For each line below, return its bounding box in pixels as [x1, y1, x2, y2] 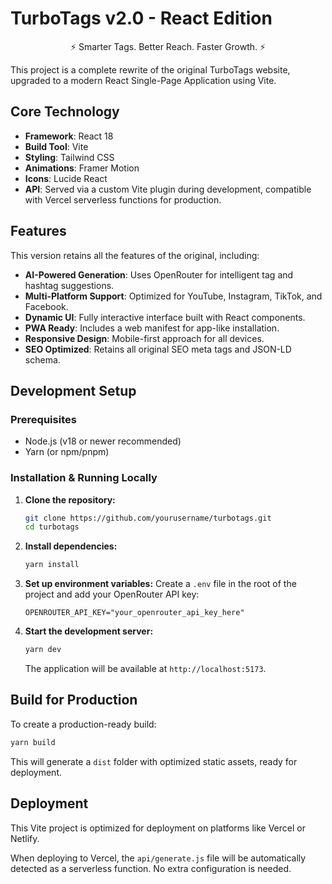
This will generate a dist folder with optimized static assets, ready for [10, 755, 298, 767]
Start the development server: [24, 625, 154, 637]
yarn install [24, 560, 80, 570]
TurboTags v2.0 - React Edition [10, 7, 273, 30]
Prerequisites [10, 412, 77, 426]
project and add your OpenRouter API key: [24, 588, 200, 601]
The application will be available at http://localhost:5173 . [24, 663, 267, 675]
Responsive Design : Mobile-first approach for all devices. [24, 332, 265, 344]
